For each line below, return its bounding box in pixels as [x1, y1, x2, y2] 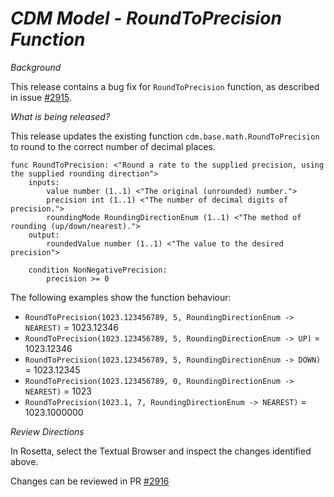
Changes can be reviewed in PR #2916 [10, 475, 170, 487]
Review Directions [10, 425, 85, 437]
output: [28, 230, 60, 240]
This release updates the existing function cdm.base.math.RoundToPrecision [10, 130, 320, 142]
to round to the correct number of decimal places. [10, 140, 216, 152]
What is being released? [10, 110, 111, 122]
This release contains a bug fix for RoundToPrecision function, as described [10, 80, 320, 92]
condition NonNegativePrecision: [28, 265, 168, 275]
